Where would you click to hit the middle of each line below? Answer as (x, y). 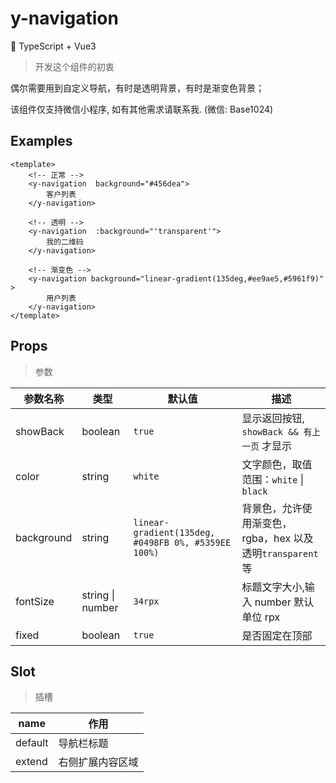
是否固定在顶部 (277, 635)
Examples (41, 141)
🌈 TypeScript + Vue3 (53, 46)
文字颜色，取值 (277, 464)
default (32, 743)
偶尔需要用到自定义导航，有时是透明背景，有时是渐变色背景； (137, 88)
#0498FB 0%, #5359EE (182, 542)
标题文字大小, (273, 587)
